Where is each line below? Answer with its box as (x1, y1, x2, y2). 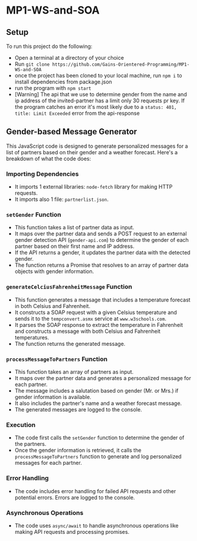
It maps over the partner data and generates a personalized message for (14, 375, 192, 381)
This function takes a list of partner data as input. (14, 224, 134, 231)
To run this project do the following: (6, 43, 93, 50)
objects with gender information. (14, 268, 94, 275)
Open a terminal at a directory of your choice (14, 54, 124, 61)
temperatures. (14, 333, 50, 341)
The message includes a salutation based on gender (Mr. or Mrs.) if (14, 387, 179, 394)
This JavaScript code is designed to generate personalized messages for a (6, 142, 188, 150)
